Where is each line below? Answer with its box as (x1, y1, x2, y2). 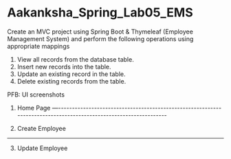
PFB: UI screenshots (7, 90, 65, 99)
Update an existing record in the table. (16, 70, 126, 78)
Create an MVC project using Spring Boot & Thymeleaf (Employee (7, 27, 194, 36)
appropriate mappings (7, 42, 70, 50)
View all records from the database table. (16, 55, 134, 63)
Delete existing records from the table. (16, 77, 126, 85)
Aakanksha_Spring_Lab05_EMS (7, 5, 194, 21)
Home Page (16, 103, 51, 112)
